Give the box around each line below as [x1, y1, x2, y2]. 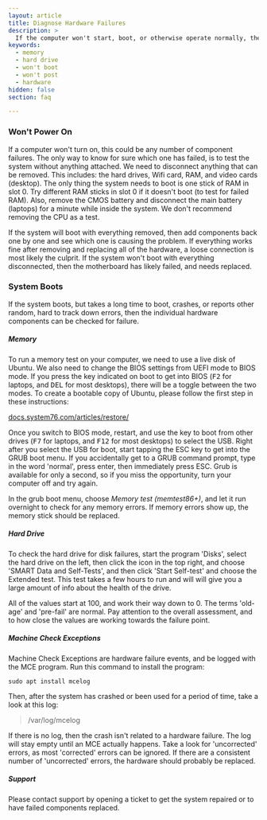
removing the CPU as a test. [8, 212, 100, 221]
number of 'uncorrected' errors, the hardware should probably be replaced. [8, 756, 256, 765]
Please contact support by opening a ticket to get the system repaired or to [8, 794, 254, 804]
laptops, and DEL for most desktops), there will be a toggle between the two [8, 380, 257, 389]
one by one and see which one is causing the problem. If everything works [8, 236, 253, 245]
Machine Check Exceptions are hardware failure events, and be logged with [8, 654, 256, 663]
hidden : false [8, 85, 56, 94]
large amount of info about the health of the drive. [8, 583, 172, 592]
